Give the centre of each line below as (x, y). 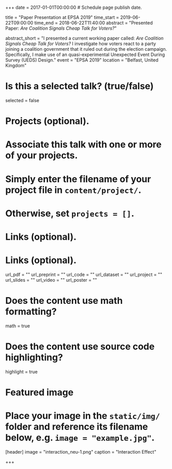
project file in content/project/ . (73, 190)
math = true (18, 326)
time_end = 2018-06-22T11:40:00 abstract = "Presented (93, 23)
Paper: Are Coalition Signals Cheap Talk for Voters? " (61, 28)
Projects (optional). (47, 121)
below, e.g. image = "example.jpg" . (80, 438)
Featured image (39, 392)
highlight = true (22, 372)
